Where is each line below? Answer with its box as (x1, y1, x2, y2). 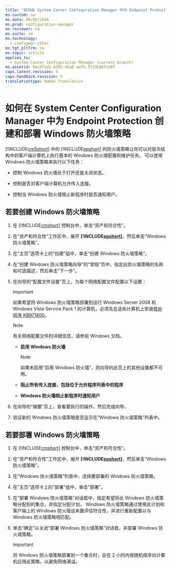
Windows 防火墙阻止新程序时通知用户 (20, 392, 101, 399)
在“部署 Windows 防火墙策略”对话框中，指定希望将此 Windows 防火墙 (12, 495, 159, 501)
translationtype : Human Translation (5, 79, 83, 84)
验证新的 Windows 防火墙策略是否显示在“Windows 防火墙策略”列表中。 (12, 414, 162, 420)
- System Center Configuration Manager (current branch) (10, 60, 134, 65)
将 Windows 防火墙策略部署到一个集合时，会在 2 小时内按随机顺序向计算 (12, 552, 166, 558)
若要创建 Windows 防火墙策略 (5, 208, 100, 216)
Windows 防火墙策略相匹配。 (12, 514, 74, 520)
